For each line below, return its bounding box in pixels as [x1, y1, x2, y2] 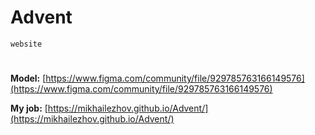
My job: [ [10, 102, 48, 115]
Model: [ [10, 72, 47, 85]
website [10, 39, 43, 49]
